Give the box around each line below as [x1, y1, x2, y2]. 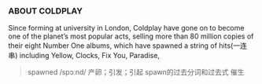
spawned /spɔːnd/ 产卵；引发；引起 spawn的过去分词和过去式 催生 [27, 68, 245, 77]
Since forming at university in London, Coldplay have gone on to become [8, 24, 245, 33]
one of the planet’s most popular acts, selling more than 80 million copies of [8, 31, 254, 41]
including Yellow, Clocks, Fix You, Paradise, [19, 51, 160, 60]
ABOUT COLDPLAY [8, 5, 83, 16]
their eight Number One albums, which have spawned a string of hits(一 [8, 41, 241, 50]
